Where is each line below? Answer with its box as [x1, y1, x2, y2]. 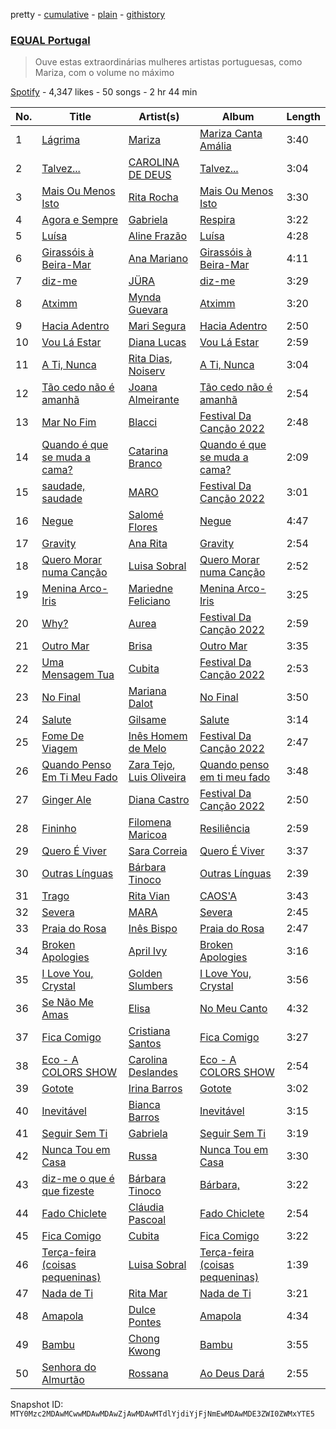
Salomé [128, 508, 164, 522]
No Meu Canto [199, 1002, 268, 1016]
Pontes [128, 1315, 162, 1329]
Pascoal [128, 1213, 167, 1227]
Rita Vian [128, 889, 170, 903]
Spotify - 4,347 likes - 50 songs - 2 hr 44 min [10, 86, 198, 98]
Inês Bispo [128, 922, 178, 936]
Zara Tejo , [128, 758, 176, 772]
